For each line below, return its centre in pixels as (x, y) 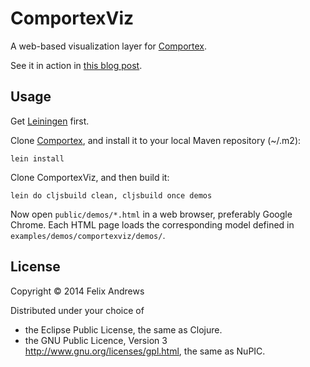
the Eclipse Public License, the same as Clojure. (123, 329)
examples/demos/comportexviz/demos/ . (88, 235)
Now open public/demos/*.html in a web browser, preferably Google (151, 214)
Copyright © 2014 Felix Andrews (77, 291)
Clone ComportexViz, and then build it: (90, 177)
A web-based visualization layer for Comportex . (109, 46)
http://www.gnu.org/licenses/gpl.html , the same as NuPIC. (145, 351)
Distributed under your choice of (77, 310)
